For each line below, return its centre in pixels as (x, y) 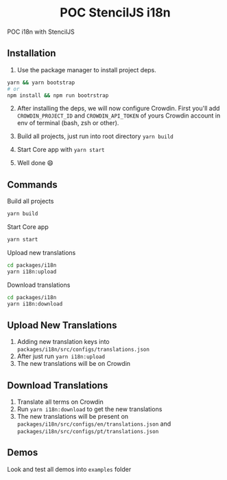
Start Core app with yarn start (61, 150)
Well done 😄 (35, 163)
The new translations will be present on (73, 417)
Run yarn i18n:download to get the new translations (89, 409)
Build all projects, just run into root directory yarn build (95, 136)
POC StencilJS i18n (115, 13)
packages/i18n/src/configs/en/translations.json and (94, 424)
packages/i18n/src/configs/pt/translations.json (88, 432)
